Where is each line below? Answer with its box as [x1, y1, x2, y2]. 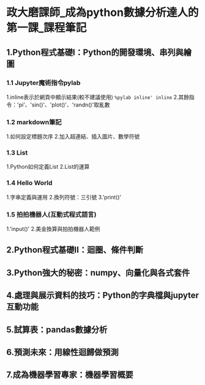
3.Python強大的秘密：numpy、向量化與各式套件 [6, 267, 190, 278]
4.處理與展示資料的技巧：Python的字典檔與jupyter [6, 290, 199, 301]
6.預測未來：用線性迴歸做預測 [6, 347, 119, 358]
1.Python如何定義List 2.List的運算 [6, 163, 90, 170]
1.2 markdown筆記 [6, 117, 62, 126]
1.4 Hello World [6, 178, 53, 187]
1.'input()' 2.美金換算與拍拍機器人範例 [6, 226, 100, 233]
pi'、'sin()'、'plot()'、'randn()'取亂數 [18, 101, 110, 108]
